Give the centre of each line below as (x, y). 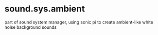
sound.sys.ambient (45, 9)
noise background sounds (31, 27)
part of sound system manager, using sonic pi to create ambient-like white (79, 22)
